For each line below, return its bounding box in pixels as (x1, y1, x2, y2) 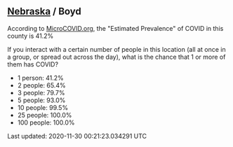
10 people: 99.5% (17, 103, 69, 111)
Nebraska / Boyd (7, 6, 82, 17)
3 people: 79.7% (17, 88, 65, 97)
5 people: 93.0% (17, 96, 66, 104)
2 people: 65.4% (17, 80, 66, 90)
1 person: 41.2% (17, 73, 65, 82)
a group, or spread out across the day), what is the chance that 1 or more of (7, 52, 226, 61)
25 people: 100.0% (17, 111, 72, 119)
